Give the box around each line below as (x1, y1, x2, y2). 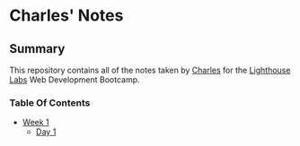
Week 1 (22, 117, 49, 128)
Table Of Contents (9, 96, 91, 108)
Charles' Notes (9, 5, 124, 26)
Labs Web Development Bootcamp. (9, 74, 141, 85)
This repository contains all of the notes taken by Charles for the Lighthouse (9, 64, 291, 75)
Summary (9, 41, 66, 56)
